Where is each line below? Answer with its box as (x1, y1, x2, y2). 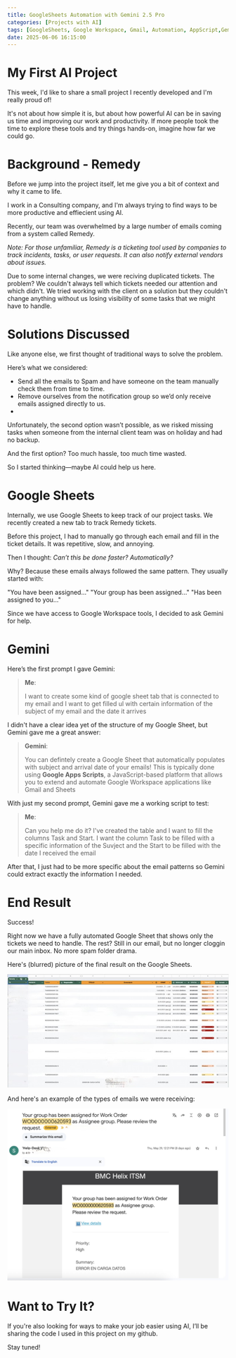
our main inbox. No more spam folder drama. (7, 946, 137, 955)
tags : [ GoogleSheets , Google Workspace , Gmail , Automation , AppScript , (7, 26, 221, 33)
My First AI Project (7, 65, 118, 81)
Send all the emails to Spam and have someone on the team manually (17, 377, 219, 385)
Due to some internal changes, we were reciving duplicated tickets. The (7, 272, 215, 280)
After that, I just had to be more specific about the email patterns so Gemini (7, 862, 225, 870)
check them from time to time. (17, 385, 105, 393)
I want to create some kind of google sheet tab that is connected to (24, 691, 219, 700)
